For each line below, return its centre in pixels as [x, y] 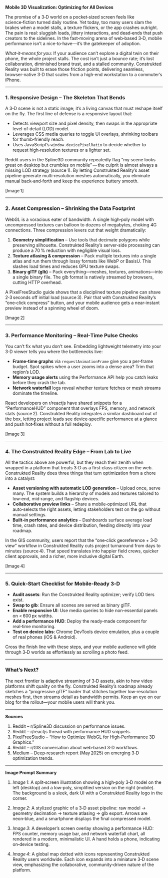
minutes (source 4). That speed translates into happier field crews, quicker [82, 551]
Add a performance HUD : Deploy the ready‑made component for [80, 621]
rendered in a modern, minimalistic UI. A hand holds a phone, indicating [86, 839]
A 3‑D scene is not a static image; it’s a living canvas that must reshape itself [84, 108]
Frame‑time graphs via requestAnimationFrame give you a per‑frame [83, 361]
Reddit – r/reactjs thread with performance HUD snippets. [71, 731]
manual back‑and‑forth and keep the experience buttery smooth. [72, 181]
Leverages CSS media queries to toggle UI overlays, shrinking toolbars [85, 134]
